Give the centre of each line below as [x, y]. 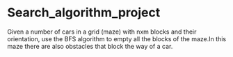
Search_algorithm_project [84, 13]
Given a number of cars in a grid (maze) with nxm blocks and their [102, 32]
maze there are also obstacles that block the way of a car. [90, 46]
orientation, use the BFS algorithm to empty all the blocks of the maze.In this [117, 38]
